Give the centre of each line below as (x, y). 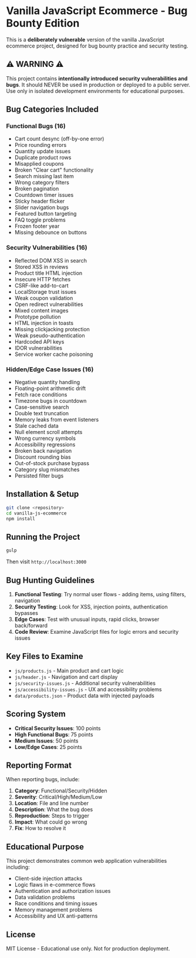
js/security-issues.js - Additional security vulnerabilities (85, 683)
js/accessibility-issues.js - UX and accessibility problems (88, 689)
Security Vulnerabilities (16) (47, 248)
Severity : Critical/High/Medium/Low (58, 797)
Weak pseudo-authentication (50, 335)
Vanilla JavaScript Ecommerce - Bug (97, 11)
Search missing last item (44, 176)
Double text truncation (42, 414)
